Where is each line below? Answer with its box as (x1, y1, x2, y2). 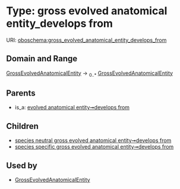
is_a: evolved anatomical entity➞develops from (14, 104, 130, 111)
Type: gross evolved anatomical (6, 4, 168, 18)
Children (6, 121, 39, 131)
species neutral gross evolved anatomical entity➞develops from (14, 137, 172, 144)
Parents (6, 88, 36, 98)
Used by (6, 160, 37, 171)
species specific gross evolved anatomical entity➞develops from (14, 143, 174, 150)
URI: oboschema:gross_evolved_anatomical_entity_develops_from (6, 36, 167, 43)
